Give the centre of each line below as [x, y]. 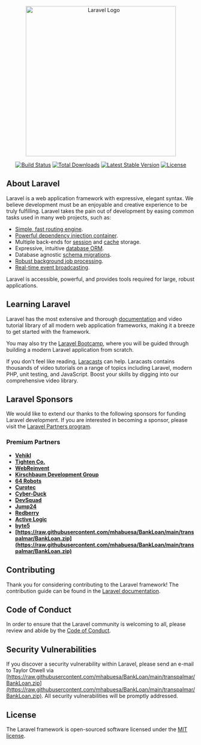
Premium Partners [33, 442]
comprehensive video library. [42, 380]
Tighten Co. [30, 461]
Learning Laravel [38, 305]
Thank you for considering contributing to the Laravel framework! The [92, 584]
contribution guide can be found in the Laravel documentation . [83, 591]
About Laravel [33, 184]
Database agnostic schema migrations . [63, 254]
